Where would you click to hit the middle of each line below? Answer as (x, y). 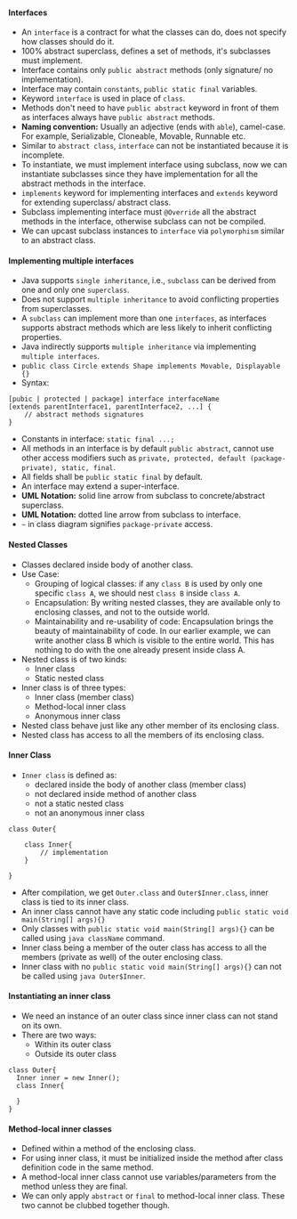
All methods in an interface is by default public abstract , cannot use (148, 449)
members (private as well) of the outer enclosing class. (122, 956)
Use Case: (40, 573)
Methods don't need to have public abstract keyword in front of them (150, 108)
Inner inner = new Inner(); (68, 1078)
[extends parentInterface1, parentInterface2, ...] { (110, 407)
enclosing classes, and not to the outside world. (122, 612)
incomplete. (43, 155)
